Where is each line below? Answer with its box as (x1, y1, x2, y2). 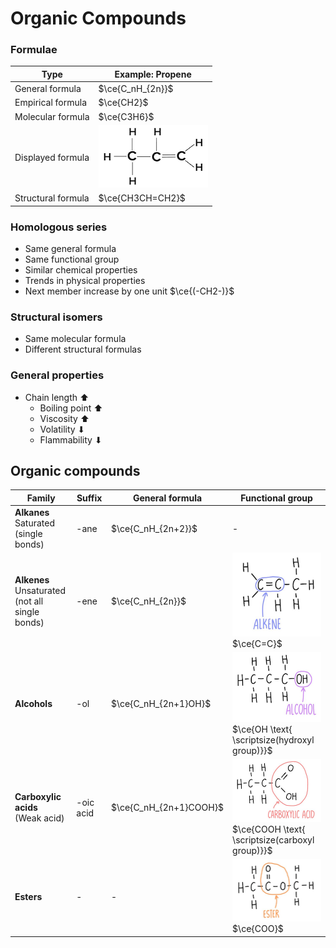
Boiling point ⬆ (39, 402, 103, 414)
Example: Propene (114, 68, 192, 80)
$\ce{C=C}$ (232, 637, 283, 649)
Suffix (76, 492, 103, 504)
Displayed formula (14, 151, 90, 163)
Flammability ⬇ (39, 433, 103, 446)
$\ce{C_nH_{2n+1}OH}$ (110, 698, 212, 710)
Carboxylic (14, 791, 62, 803)
